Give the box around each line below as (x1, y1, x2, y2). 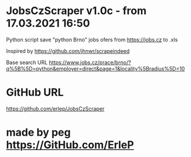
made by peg (6, 126, 71, 139)
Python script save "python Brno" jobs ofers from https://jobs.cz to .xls (6, 36, 178, 43)
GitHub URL (6, 86, 64, 99)
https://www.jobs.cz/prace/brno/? (49, 59, 131, 66)
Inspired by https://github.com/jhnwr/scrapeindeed (6, 47, 130, 54)
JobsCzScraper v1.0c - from (6, 4, 147, 18)
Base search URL (6, 59, 48, 66)
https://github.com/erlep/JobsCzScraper (6, 105, 105, 112)
